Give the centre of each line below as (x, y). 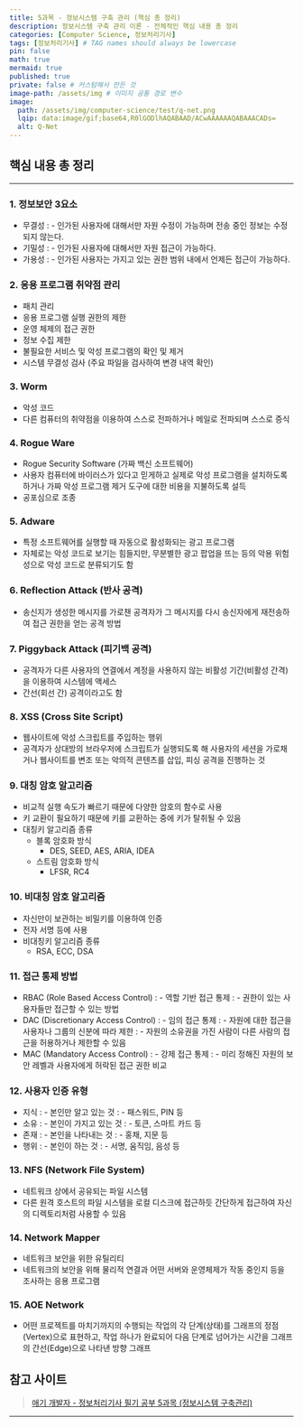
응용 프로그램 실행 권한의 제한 (74, 318)
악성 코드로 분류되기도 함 (90, 564)
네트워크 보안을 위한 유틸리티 (73, 1258)
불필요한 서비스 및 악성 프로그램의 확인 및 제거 (103, 351)
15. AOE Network (47, 1304)
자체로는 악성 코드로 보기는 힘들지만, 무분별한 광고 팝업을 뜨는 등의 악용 (147, 554)
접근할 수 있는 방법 (87, 1009)
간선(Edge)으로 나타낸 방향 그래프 (92, 1348)
